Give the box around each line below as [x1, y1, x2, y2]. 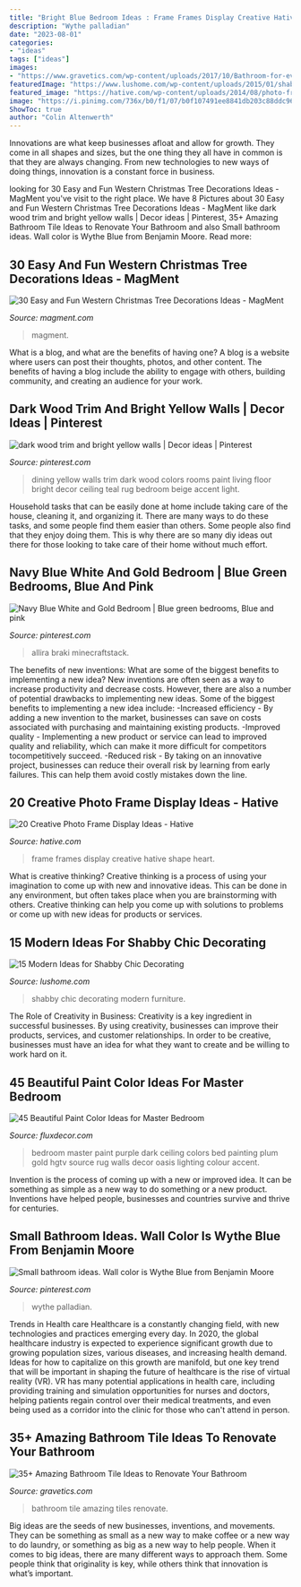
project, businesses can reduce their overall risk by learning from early [9, 759, 271, 771]
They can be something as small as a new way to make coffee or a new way [9, 1530, 290, 1540]
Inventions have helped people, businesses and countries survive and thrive [9, 1194, 290, 1203]
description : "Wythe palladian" [9, 22, 130, 30]
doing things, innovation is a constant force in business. [9, 167, 215, 177]
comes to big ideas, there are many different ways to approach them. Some [9, 1548, 288, 1559]
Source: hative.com [9, 836, 82, 847]
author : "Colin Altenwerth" [9, 113, 115, 122]
